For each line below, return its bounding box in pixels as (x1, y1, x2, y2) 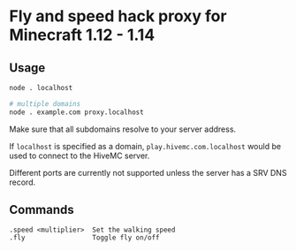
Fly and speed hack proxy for (9, 6, 227, 27)
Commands (9, 202, 75, 217)
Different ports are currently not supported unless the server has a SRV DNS (9, 167, 287, 178)
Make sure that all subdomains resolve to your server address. (9, 124, 237, 134)
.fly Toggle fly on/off (9, 233, 161, 242)
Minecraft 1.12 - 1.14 (9, 25, 156, 45)
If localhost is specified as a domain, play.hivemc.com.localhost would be (9, 141, 281, 151)
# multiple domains (9, 99, 81, 108)
